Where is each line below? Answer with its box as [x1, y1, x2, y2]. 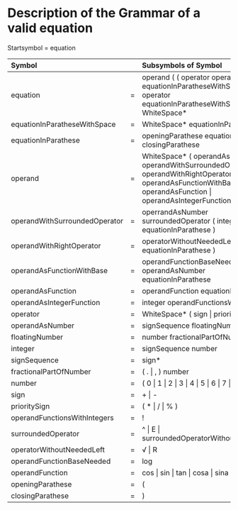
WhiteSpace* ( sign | [141, 309, 212, 318]
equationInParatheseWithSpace [11, 119, 116, 129]
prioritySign [11, 401, 50, 411]
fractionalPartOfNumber [11, 367, 91, 377]
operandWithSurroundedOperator [11, 216, 124, 226]
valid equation [7, 20, 93, 36]
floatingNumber [11, 332, 64, 342]
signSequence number [141, 343, 217, 353]
